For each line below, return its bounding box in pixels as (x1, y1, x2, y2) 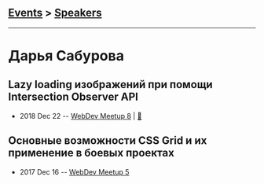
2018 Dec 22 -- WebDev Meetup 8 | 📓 (19, 111, 142, 120)
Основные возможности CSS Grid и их (8, 134, 207, 148)
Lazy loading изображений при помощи (8, 78, 214, 91)
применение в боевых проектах (8, 146, 174, 160)
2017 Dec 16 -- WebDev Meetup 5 (19, 167, 130, 176)
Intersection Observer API (8, 90, 139, 104)
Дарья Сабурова (8, 47, 124, 64)
